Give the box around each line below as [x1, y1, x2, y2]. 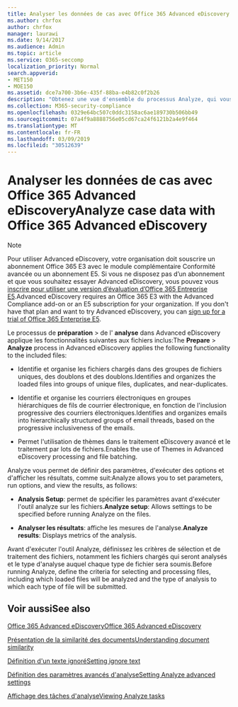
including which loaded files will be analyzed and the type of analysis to [7, 575, 217, 584]
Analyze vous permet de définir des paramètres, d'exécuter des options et [7, 466, 225, 475]
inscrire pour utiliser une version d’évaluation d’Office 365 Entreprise [7, 284, 208, 294]
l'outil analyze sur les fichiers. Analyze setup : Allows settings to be [17, 502, 212, 511]
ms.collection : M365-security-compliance [7, 103, 132, 110]
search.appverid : [7, 69, 59, 76]
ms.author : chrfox [7, 17, 62, 24]
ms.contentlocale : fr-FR [7, 129, 81, 136]
